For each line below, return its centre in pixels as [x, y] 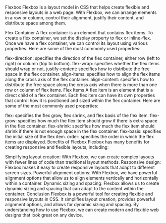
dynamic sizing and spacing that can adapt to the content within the [74, 188]
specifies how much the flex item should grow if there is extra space [88, 121]
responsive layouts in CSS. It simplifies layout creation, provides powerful [80, 199]
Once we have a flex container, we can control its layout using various [77, 43]
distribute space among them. [36, 23]
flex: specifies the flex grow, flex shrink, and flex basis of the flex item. [77, 115]
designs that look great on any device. [44, 215]
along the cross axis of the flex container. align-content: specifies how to [80, 79]
